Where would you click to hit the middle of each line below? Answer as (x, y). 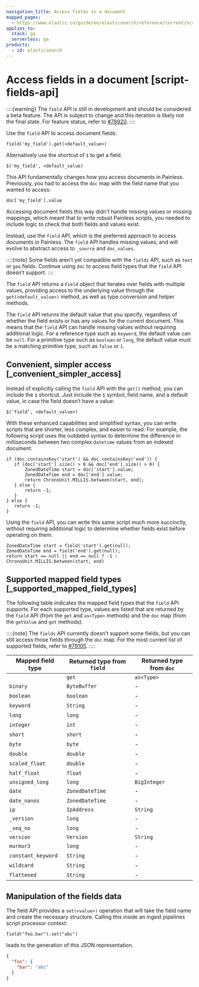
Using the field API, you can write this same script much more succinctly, (97, 522)
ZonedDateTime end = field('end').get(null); (63, 551)
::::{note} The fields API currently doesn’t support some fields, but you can (98, 633)
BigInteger (150, 782)
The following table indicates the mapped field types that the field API (92, 603)
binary (18, 686)
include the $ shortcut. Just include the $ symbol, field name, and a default (97, 395)
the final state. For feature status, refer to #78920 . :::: (71, 121)
